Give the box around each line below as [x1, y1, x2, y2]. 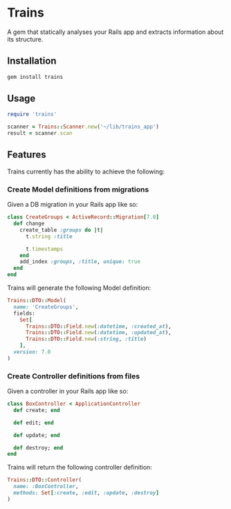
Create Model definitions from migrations [7, 185, 149, 194]
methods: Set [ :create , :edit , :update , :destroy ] [13, 490, 159, 497]
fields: [13, 310, 36, 317]
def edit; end [13, 419, 54, 426]
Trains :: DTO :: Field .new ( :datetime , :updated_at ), [25, 329, 172, 336]
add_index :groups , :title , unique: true [19, 258, 140, 266]
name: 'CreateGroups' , [13, 303, 79, 311]
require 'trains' [7, 111, 57, 118]
